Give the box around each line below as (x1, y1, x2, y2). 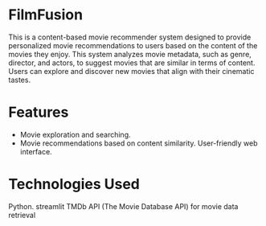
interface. (19, 146, 52, 156)
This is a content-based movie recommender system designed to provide (8, 32, 252, 42)
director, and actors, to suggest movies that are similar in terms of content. (8, 58, 256, 68)
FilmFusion (8, 6, 83, 24)
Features (8, 103, 69, 121)
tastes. (8, 75, 31, 84)
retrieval (8, 210, 36, 220)
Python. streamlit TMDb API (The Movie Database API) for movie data (8, 201, 239, 211)
